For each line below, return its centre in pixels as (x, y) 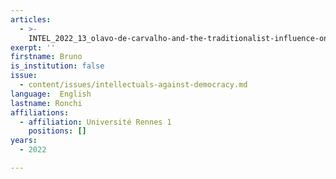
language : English (51, 94)
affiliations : (40, 112)
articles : (31, 19)
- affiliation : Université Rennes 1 (95, 122)
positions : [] (57, 131)
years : (24, 141)
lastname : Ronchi (46, 103)
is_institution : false (57, 66)
